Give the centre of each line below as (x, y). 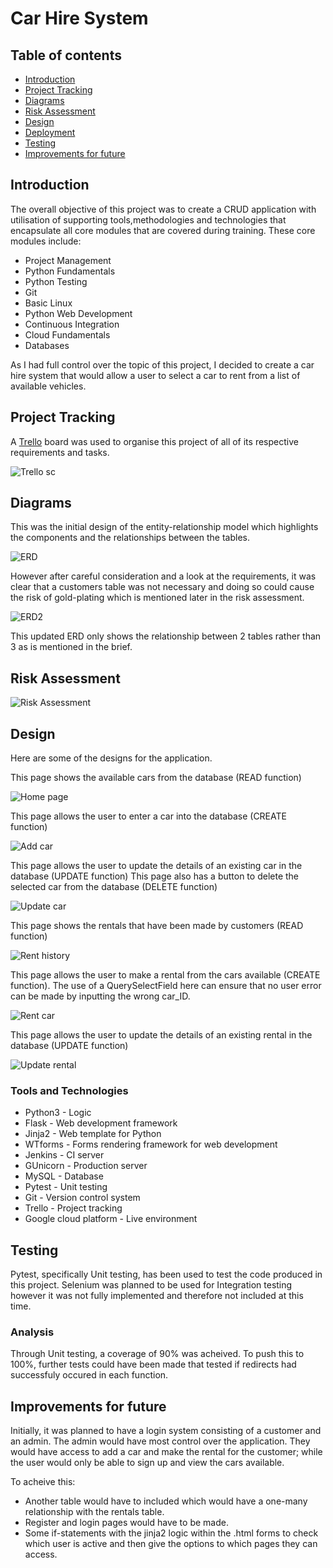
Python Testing (56, 281)
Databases (47, 345)
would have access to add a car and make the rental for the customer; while (166, 1452)
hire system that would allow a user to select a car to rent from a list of (155, 375)
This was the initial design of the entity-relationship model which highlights (164, 527)
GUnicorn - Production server (86, 1166)
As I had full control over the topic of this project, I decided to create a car (162, 364)
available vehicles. (48, 386)
